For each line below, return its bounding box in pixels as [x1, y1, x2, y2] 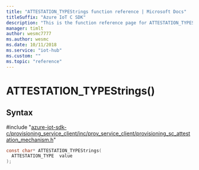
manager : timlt [6, 25, 44, 32]
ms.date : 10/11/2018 [6, 42, 57, 48]
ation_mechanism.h [6, 136, 54, 143]
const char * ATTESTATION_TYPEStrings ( [6, 147, 102, 153]
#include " [6, 123, 31, 131]
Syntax [6, 108, 33, 118]
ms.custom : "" [6, 53, 41, 59]
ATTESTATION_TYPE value [11, 153, 73, 159]
